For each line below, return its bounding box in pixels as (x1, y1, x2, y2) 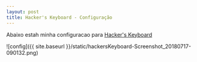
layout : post (6, 8, 39, 15)
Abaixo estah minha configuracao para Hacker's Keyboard (6, 31, 153, 38)
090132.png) (6, 49, 38, 56)
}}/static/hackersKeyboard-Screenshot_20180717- (65, 43, 192, 50)
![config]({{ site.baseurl (6, 43, 65, 50)
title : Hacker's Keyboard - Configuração (6, 14, 113, 20)
